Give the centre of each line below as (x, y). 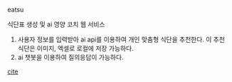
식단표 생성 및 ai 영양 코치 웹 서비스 (56, 24)
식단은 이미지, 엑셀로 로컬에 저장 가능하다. (75, 48)
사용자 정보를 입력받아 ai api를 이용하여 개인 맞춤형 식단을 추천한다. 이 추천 (121, 39)
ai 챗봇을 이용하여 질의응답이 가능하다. (70, 57)
